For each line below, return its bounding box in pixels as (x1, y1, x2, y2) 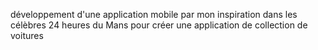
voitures (10, 30, 44, 41)
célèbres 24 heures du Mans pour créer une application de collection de (10, 19, 308, 31)
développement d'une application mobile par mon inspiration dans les (10, 9, 298, 20)
